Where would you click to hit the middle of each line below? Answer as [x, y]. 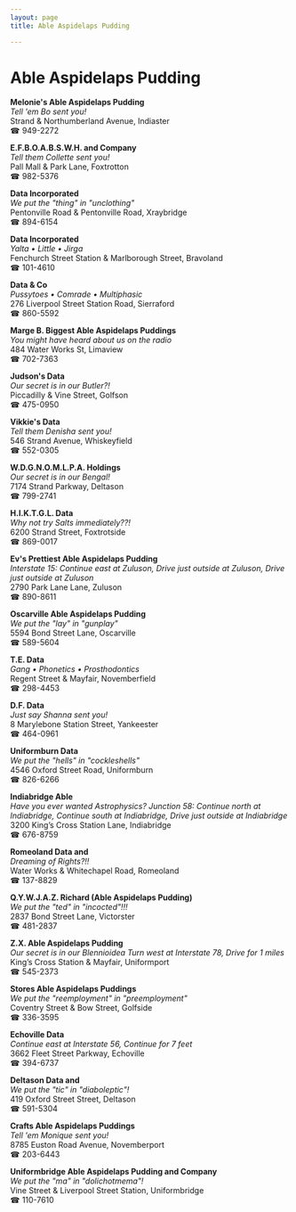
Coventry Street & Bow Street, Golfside [81, 1008]
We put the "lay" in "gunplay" [64, 624]
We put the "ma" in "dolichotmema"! [77, 1181]
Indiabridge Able [42, 797]
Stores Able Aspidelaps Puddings [73, 989]
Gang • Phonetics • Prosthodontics [75, 669]
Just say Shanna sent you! [59, 715]
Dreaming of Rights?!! [50, 862]
